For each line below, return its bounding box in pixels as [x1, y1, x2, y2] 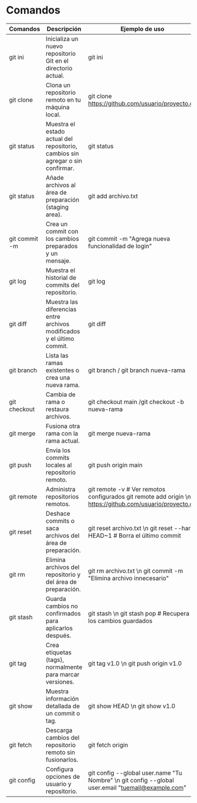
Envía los [46, 446, 71, 454]
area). [46, 210, 63, 218]
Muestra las [46, 297, 78, 306]
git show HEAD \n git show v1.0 [87, 702, 176, 710]
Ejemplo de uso [120, 25, 165, 33]
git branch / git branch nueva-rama [87, 366, 186, 374]
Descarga [46, 726, 73, 734]
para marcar [46, 670, 80, 678]
